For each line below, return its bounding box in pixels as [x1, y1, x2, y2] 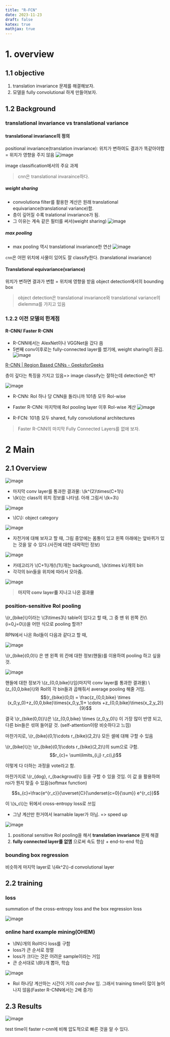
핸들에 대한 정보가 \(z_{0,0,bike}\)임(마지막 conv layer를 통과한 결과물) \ [5, 680, 150, 686]
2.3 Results [5, 1002, 42, 1010]
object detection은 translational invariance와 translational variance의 [17, 294, 161, 301]
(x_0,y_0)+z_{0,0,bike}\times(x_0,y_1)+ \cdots [7, 700, 101, 706]
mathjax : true [5, 27, 36, 32]
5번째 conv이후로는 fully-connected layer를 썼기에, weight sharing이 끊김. [12, 346, 164, 352]
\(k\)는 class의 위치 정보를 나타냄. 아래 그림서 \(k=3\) [12, 495, 119, 501]
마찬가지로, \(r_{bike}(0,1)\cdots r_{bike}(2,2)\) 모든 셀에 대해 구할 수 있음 [5, 733, 154, 739]
